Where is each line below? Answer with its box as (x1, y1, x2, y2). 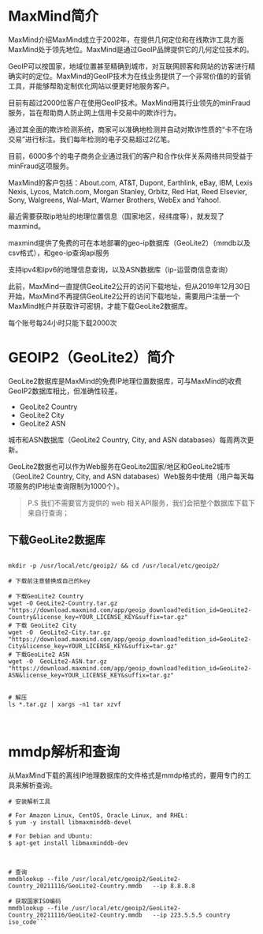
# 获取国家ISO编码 (8, 897, 61, 905)
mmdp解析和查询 (8, 743, 120, 760)
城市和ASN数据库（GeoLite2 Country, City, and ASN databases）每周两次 (8, 435, 247, 444)
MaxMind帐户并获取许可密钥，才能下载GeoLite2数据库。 (8, 301, 192, 310)
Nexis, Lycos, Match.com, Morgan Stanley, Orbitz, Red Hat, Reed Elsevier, (8, 186, 248, 196)
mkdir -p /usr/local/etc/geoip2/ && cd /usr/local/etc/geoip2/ (8, 561, 220, 569)
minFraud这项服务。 (8, 161, 73, 171)
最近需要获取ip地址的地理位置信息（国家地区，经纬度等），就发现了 (8, 211, 224, 221)
